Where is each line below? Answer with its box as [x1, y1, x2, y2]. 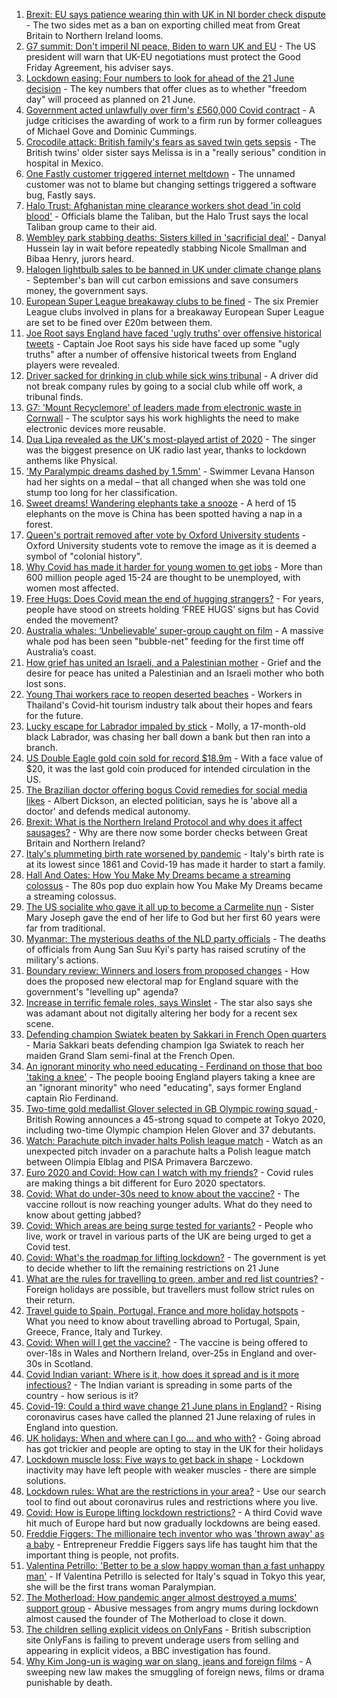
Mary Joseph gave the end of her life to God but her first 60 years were [25, 912, 321, 923]
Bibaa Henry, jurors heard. [25, 253, 135, 264]
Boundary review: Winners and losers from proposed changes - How [25, 965, 310, 976]
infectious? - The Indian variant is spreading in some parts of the [25, 1379, 293, 1391]
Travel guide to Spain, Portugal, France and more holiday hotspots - [25, 1305, 306, 1316]
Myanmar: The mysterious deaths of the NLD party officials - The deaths [25, 933, 326, 944]
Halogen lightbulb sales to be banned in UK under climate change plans [25, 264, 322, 275]
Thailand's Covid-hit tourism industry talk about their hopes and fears [25, 699, 313, 711]
